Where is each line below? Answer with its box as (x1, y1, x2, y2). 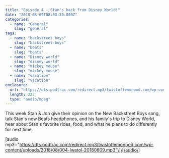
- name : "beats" (10, 45, 44, 50)
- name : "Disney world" (10, 54, 59, 60)
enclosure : (5, 82, 28, 87)
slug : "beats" (14, 49, 44, 55)
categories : (5, 17, 30, 22)
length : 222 (10, 92, 35, 97)
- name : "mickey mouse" (10, 64, 59, 69)
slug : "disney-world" (14, 59, 59, 64)
